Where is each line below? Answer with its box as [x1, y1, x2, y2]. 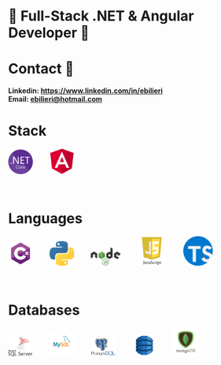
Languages [8, 209, 83, 227]
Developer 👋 [8, 24, 90, 42]
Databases [8, 301, 80, 318]
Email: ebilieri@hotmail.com [8, 95, 102, 104]
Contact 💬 [8, 60, 75, 78]
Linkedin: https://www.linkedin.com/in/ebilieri [8, 86, 164, 95]
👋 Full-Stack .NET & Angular [8, 7, 194, 25]
